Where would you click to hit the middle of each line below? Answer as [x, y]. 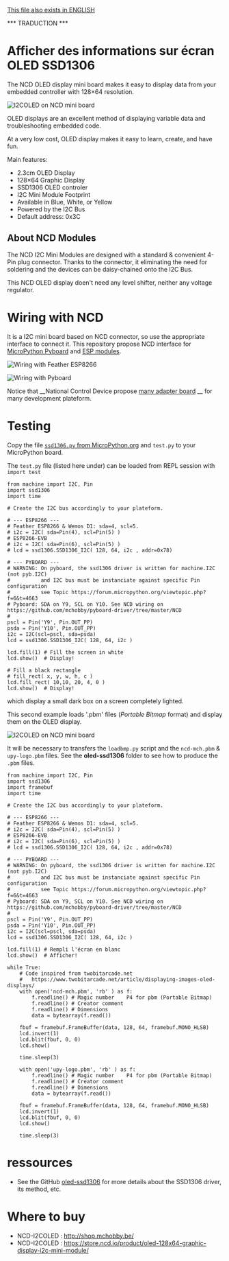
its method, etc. [39, 1189]
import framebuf [30, 787]
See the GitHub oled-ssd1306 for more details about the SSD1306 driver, [119, 1181]
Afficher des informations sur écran [111, 51]
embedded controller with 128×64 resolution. [71, 91]
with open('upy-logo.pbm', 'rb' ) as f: [78, 1070]
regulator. [21, 290]
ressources [40, 1163]
